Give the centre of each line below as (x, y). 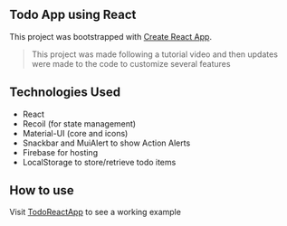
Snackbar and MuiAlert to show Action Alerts (106, 143)
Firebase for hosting (60, 152)
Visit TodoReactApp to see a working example (95, 212)
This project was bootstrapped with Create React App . (111, 36)
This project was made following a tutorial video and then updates (155, 54)
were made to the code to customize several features (131, 63)
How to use (42, 190)
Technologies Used (65, 93)
